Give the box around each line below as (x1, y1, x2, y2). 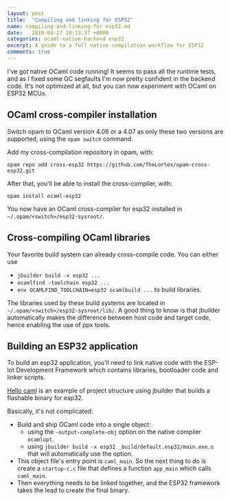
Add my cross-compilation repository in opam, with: (7, 148, 154, 156)
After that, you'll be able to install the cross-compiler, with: (7, 179, 173, 188)
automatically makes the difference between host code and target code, (7, 313, 211, 322)
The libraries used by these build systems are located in (7, 298, 165, 307)
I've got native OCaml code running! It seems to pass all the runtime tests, (7, 67, 216, 76)
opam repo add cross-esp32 (7, 161, 84, 168)
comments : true (7, 49, 51, 56)
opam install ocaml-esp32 (7, 192, 81, 199)
